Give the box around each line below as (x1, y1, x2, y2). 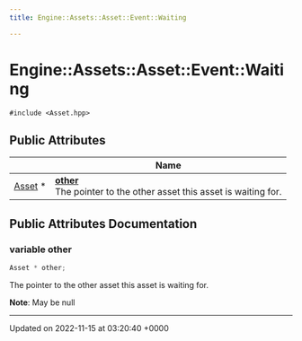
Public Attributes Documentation (9, 216, 198, 232)
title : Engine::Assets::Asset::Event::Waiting (9, 13, 187, 22)
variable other (9, 243, 72, 256)
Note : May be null (9, 297, 75, 308)
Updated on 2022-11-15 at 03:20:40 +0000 (9, 322, 169, 333)
